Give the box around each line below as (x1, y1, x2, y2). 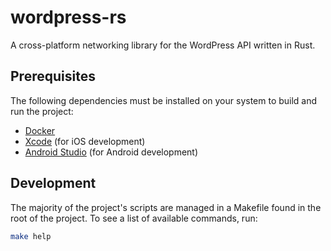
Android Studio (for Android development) (24, 146, 199, 158)
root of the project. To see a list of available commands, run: (10, 212, 258, 224)
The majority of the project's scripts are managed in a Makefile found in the (10, 201, 322, 213)
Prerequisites (10, 68, 96, 85)
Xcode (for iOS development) (24, 135, 146, 147)
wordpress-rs (10, 6, 127, 29)
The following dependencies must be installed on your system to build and (10, 94, 318, 106)
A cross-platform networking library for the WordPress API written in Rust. (10, 39, 316, 51)
